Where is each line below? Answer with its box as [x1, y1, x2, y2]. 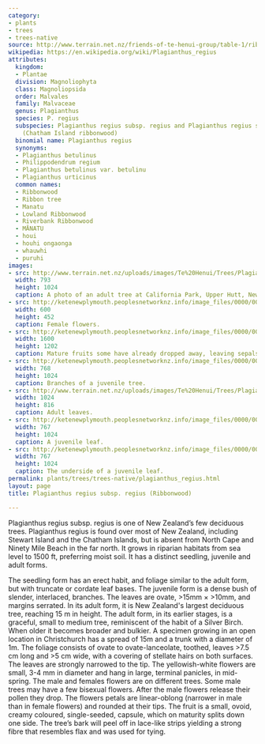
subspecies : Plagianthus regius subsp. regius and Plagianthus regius [15, 122, 252, 130]
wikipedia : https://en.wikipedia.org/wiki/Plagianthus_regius [8, 48, 217, 56]
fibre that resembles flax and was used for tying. [8, 727, 166, 736]
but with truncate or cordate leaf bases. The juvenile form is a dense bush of [8, 583, 258, 593]
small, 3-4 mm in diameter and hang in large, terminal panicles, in [8, 667, 221, 677]
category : [8, 11, 41, 20]
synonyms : [15, 144, 47, 152]
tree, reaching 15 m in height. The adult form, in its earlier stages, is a [8, 609, 233, 618]
